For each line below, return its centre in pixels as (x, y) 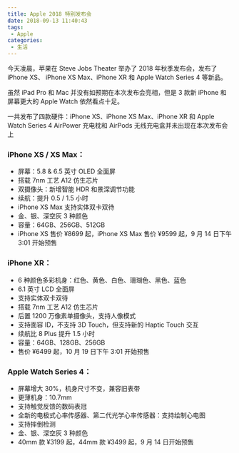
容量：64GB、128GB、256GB (61, 342)
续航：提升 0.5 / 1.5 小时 (53, 198)
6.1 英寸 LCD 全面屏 (46, 289)
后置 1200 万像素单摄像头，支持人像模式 (77, 315)
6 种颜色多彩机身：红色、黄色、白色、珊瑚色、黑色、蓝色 (102, 280)
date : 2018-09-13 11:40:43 (47, 21)
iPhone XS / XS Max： (46, 154)
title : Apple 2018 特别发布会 (50, 14)
